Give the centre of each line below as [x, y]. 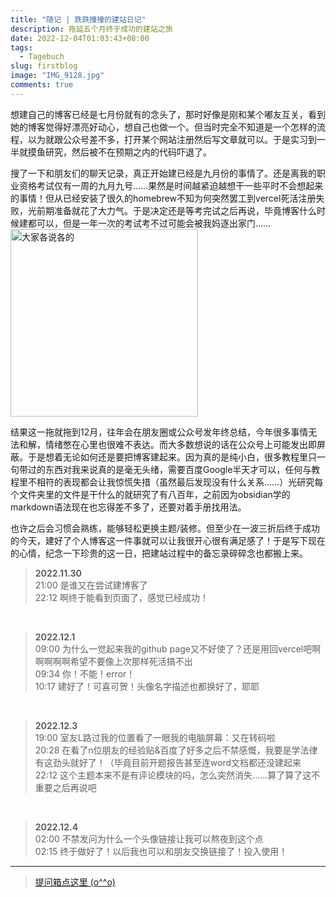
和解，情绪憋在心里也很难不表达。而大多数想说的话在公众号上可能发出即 [167, 444]
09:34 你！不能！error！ [85, 673]
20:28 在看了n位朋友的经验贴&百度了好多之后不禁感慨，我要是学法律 [176, 750]
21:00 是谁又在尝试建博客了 [91, 585]
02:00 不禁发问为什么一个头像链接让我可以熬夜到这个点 [149, 838]
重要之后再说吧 [65, 787]
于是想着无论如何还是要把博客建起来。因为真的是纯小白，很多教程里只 [172, 457]
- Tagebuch [42, 57]
